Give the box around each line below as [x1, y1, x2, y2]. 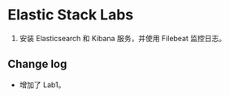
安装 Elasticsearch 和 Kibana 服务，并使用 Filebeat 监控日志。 [19, 33, 227, 43]
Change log [7, 57, 67, 71]
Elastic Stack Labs [7, 6, 134, 24]
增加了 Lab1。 [19, 79, 66, 90]
